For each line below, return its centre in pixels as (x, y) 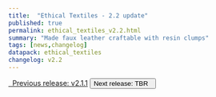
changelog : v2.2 (35, 60)
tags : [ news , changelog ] (48, 45)
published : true (35, 23)
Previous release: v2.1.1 (50, 83)
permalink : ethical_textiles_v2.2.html (75, 30)
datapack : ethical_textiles (55, 52)
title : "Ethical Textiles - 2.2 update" (78, 16)
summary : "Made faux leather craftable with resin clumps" (109, 38)
